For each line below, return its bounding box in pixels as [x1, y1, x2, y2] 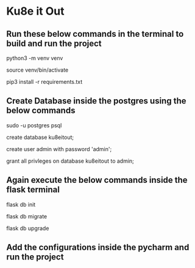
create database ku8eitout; [6, 133, 74, 141]
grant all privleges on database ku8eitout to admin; [6, 157, 134, 165]
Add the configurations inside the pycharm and [6, 242, 190, 253]
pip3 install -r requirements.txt [6, 78, 83, 85]
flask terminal [6, 185, 60, 195]
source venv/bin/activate [6, 66, 69, 73]
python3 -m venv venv [6, 54, 63, 62]
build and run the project [6, 38, 102, 48]
